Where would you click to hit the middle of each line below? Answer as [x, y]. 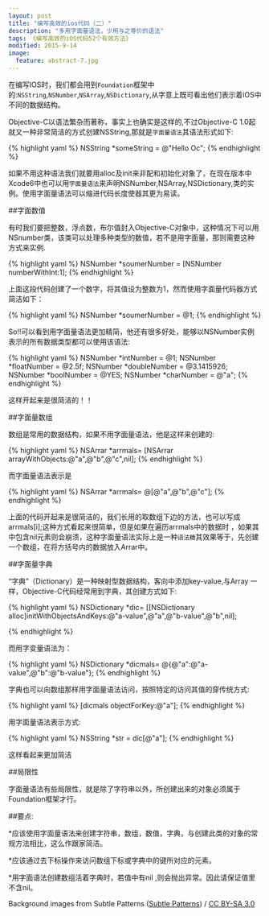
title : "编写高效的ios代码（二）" [60, 23]
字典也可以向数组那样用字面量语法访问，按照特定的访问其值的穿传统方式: [129, 689]
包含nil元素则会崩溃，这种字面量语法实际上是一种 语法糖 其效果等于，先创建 [137, 537]
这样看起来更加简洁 [40, 754]
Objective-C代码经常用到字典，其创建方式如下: [100, 591]
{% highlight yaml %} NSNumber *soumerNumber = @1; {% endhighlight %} [135, 315]
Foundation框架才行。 [45, 798]
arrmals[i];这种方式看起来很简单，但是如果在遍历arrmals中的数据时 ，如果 [130, 526]
